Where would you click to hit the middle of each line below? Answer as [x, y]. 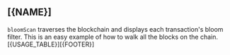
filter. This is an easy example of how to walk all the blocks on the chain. [113, 37]
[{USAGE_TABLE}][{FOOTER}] [51, 44]
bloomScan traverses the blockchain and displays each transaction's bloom [115, 29]
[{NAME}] [29, 12]
